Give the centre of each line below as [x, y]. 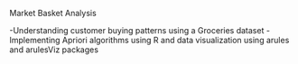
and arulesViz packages [54, 50]
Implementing [35, 40]
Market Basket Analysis [53, 13]
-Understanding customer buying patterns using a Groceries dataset [137, 30]
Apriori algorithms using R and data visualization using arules [176, 40]
